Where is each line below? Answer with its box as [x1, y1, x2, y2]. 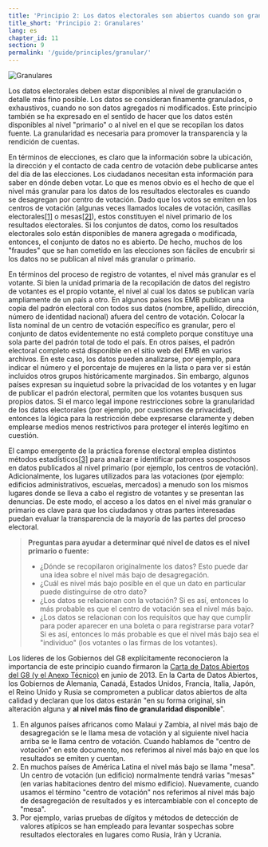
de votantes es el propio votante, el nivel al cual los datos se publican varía [8, 286, 254, 296]
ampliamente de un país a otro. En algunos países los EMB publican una [8, 295, 245, 304]
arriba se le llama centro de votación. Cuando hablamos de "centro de [19, 737, 251, 746]
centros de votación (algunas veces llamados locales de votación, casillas [8, 203, 251, 212]
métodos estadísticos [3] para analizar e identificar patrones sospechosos [8, 455, 251, 463]
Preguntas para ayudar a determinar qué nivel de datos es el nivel [27, 538, 250, 547]
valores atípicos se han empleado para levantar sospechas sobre [19, 821, 235, 830]
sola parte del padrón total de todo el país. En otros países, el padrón [8, 337, 235, 347]
